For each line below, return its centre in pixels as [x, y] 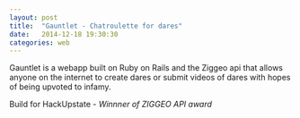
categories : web [40, 42]
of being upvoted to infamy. [60, 87]
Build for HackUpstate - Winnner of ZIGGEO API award [111, 105]
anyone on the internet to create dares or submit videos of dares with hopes [150, 78]
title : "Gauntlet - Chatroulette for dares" [96, 26]
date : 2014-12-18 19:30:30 [64, 34]
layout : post [34, 17]
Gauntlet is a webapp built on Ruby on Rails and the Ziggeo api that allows [146, 68]
